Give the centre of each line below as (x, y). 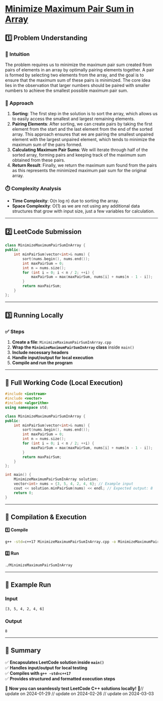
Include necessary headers (40, 352)
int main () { (18, 475)
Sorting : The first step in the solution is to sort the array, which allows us (85, 114)
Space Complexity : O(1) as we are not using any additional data (76, 206)
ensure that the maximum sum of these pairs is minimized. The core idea (78, 80)
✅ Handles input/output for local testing (46, 667)
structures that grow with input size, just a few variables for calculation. (83, 211)
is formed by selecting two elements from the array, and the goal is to (74, 75)
